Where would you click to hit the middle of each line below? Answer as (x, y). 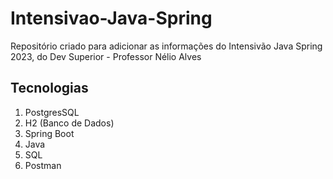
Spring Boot (49, 133)
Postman (43, 165)
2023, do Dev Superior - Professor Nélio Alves (106, 56)
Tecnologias (49, 88)
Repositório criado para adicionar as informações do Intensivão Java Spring (166, 46)
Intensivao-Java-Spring (111, 18)
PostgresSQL (52, 112)
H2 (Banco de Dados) (69, 123)
